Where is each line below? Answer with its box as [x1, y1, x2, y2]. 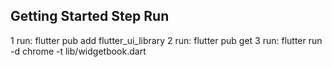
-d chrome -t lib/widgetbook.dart [10, 45, 147, 57]
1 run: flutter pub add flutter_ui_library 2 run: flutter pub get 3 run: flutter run [10, 34, 323, 46]
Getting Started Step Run [10, 8, 170, 25]
